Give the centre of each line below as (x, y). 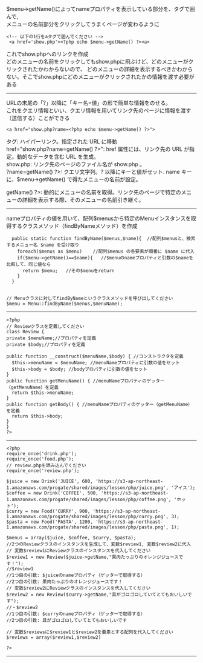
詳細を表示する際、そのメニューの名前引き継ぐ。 (83, 200)
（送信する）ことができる (38, 118)
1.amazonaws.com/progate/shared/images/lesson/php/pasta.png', (88, 527)
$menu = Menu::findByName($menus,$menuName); (64, 304)
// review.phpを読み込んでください (46, 465)
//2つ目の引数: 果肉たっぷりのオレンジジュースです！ (64, 582)
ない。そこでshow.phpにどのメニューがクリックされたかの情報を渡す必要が (100, 77)
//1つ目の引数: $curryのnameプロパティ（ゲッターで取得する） (76, 614)
